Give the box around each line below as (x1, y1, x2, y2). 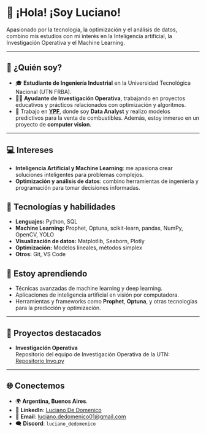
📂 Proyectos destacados (6, 328, 102, 338)
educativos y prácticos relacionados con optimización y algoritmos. (15, 101, 186, 108)
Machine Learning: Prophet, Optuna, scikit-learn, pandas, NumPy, (15, 224, 184, 232)
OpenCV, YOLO (15, 231, 54, 238)
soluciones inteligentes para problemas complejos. (15, 171, 144, 178)
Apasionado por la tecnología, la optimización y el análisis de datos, (6, 26, 178, 33)
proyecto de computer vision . (15, 120, 92, 128)
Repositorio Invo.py (15, 357, 64, 364)
